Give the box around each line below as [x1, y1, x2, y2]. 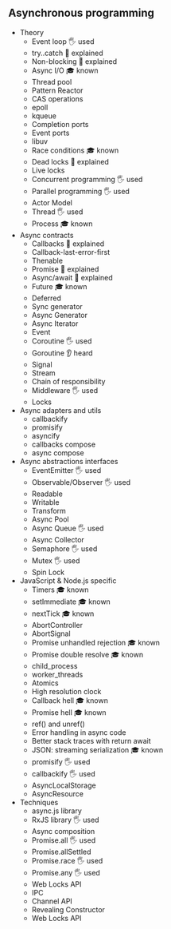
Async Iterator [31, 319, 79, 328]
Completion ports [31, 119, 89, 129]
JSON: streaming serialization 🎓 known [31, 744, 164, 754]
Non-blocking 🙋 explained [31, 56, 118, 66]
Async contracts [19, 230, 74, 240]
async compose [31, 447, 85, 458]
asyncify [31, 431, 60, 440]
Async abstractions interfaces [19, 456, 119, 466]
